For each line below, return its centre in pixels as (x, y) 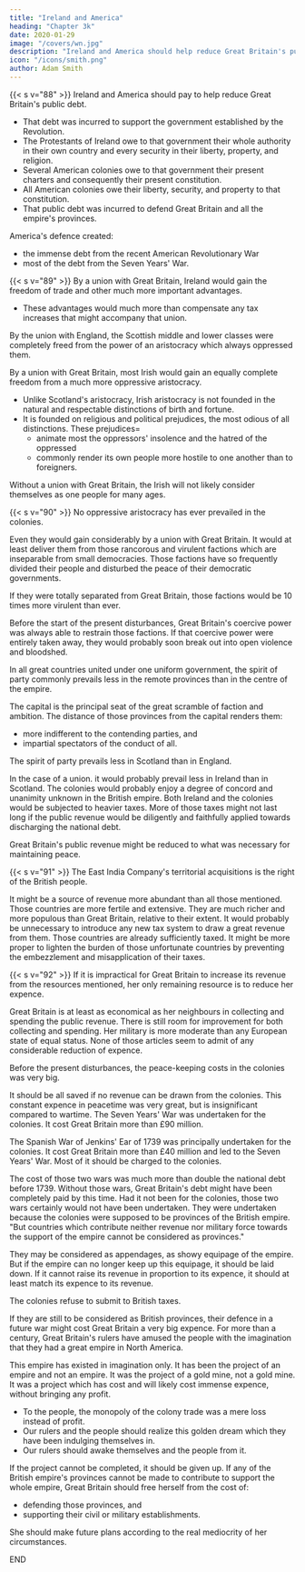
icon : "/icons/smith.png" (58, 60)
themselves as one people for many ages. (88, 494)
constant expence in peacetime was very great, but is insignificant (134, 1105)
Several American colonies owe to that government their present (143, 170)
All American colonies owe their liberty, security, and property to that (152, 189)
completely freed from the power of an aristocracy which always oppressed (151, 345)
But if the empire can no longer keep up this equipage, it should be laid (142, 1264)
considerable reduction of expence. (76, 1050)
